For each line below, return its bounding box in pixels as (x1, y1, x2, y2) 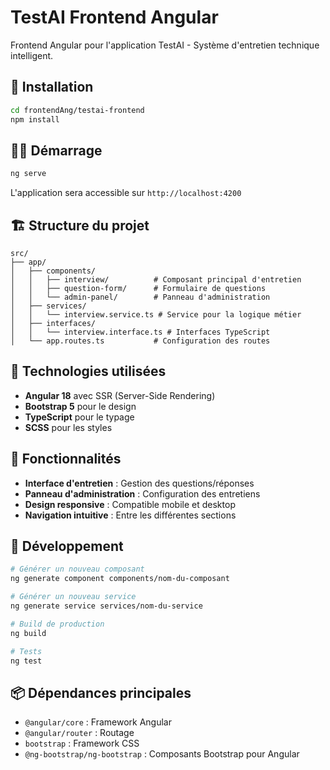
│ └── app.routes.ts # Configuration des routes (10, 336, 271, 346)
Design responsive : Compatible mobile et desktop (24, 498, 236, 510)
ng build (10, 628, 47, 638)
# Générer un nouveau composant (10, 564, 145, 575)
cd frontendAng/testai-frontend (10, 105, 145, 115)
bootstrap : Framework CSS (24, 737, 140, 750)
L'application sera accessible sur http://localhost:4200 (10, 187, 242, 199)
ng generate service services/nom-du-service (10, 601, 203, 611)
